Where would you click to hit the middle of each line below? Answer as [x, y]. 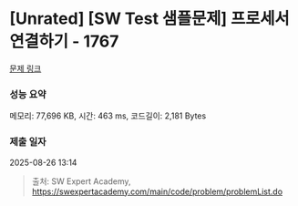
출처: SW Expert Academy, [81, 181]
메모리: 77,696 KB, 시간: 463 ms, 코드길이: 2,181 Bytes [108, 116]
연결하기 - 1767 [64, 41]
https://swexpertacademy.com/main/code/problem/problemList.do [157, 191]
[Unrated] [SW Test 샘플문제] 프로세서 [149, 19]
